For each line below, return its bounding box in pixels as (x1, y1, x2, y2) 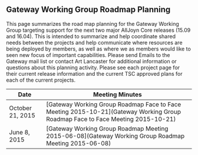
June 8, (9, 128, 31, 136)
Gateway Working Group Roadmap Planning (6, 5, 171, 15)
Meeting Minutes (93, 90, 143, 99)
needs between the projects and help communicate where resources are (6, 39, 183, 46)
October (9, 104, 32, 112)
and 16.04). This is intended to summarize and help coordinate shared (6, 32, 176, 40)
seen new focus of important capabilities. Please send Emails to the (6, 51, 170, 58)
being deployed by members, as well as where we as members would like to (6, 45, 192, 52)
